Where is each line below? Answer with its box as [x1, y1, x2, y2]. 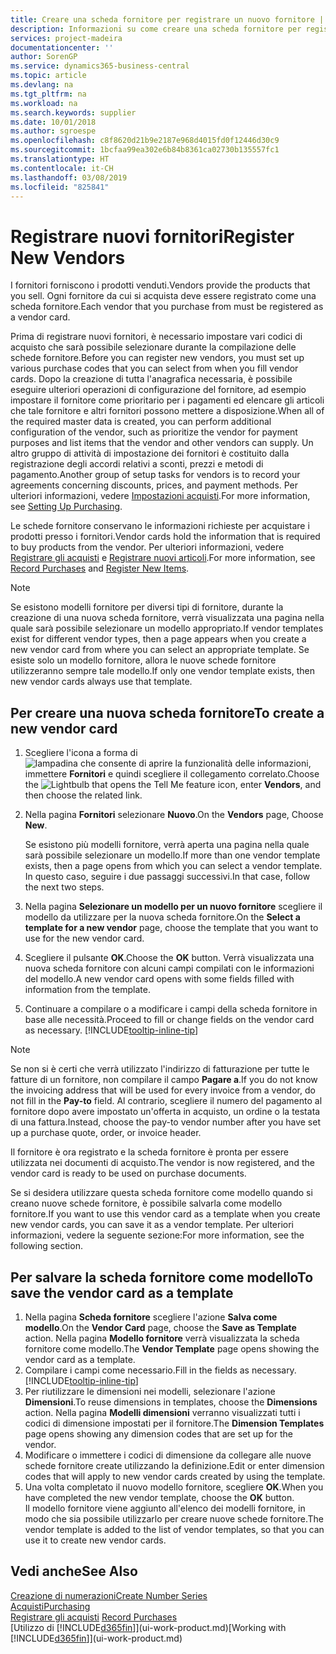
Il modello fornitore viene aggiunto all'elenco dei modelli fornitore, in [24, 1502, 306, 1514]
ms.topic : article [10, 71, 87, 81]
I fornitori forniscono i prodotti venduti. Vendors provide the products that [10, 279, 311, 291]
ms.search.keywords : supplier [10, 107, 137, 118]
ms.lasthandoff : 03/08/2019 [10, 172, 128, 183]
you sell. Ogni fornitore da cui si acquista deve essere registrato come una [10, 290, 317, 302]
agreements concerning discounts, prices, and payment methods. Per [10, 479, 299, 491]
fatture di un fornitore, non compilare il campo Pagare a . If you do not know [10, 1074, 318, 1086]
